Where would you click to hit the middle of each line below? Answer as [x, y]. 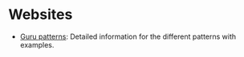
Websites [41, 15]
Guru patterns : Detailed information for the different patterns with [128, 36]
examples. [37, 44]
